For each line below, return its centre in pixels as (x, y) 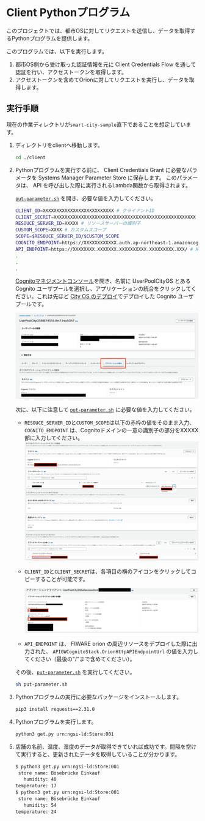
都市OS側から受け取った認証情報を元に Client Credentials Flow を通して (106, 64)
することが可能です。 (62, 579)
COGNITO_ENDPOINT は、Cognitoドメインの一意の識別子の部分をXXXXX (111, 430)
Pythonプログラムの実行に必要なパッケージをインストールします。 (98, 697)
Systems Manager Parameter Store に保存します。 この (107, 178)
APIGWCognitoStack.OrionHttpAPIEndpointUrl (109, 652)
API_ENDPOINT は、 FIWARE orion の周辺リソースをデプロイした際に (108, 644)
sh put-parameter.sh (41, 684)
